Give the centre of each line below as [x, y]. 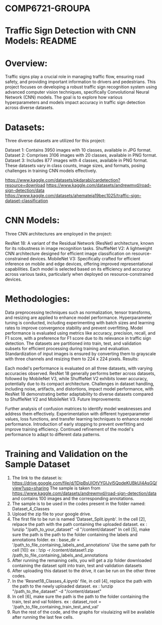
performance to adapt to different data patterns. [53, 435]
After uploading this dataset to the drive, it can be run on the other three [84, 571]
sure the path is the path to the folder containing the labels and [75, 535]
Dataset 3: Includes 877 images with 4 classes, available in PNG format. [77, 160]
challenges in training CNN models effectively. [51, 171]
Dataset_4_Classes [31, 509]
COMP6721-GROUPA [48, 8]
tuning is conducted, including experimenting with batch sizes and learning [80, 323]
